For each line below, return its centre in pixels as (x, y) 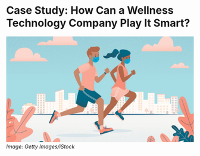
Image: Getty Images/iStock (40, 146)
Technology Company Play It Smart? (98, 23)
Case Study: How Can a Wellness (90, 10)
